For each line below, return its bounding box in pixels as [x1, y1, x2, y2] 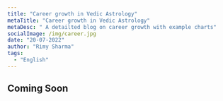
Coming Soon [7, 83, 69, 95]
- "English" [13, 57, 50, 64]
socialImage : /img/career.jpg [7, 30, 97, 37]
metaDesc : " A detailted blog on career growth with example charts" [7, 23, 217, 30]
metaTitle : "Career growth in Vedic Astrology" [7, 17, 151, 24]
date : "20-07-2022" [7, 37, 65, 44]
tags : [7, 50, 23, 57]
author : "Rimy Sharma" [7, 43, 74, 50]
